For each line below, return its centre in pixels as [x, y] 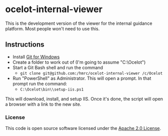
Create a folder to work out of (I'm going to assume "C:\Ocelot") [79, 62]
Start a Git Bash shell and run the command [58, 67]
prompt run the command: [40, 83]
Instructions [25, 45]
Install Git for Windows [36, 57]
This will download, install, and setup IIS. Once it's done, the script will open [84, 99]
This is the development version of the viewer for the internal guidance [79, 23]
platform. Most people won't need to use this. [52, 28]
